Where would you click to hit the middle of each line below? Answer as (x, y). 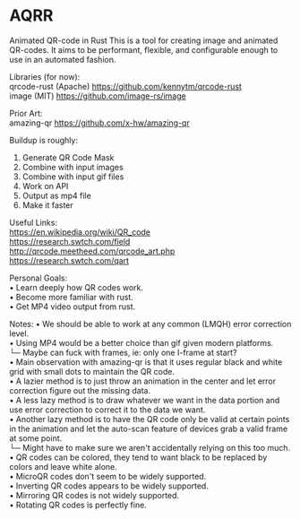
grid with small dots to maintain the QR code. (92, 371)
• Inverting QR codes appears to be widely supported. (109, 486)
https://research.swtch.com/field (70, 241)
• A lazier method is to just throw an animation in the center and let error (143, 381)
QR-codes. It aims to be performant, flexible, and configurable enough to (144, 49)
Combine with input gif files (73, 177)
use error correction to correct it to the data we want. (107, 410)
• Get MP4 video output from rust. (73, 307)
